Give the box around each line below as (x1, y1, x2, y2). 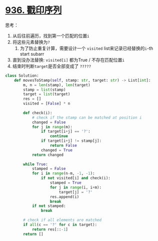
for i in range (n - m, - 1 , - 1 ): (31, 171, 95, 176)
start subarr (19, 51, 44, 57)
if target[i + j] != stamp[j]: (40, 138, 101, 143)
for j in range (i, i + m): (49, 185, 101, 190)
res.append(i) (49, 194, 79, 199)
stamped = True (49, 180, 81, 185)
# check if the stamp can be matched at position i (31, 115, 142, 120)
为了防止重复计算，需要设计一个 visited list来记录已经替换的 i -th (19, 45, 153, 51)
